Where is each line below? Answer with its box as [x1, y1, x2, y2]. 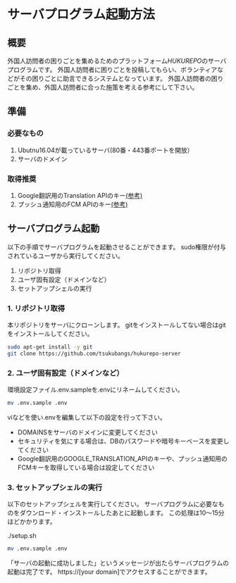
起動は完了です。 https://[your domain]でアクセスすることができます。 [7, 568, 211, 576]
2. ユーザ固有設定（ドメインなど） [7, 368, 125, 377]
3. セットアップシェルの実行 [7, 482, 103, 492]
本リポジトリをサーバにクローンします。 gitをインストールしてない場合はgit [7, 321, 227, 330]
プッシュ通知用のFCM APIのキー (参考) [17, 200, 128, 208]
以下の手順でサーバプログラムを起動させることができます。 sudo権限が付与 [7, 242, 227, 251]
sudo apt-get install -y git [7, 344, 93, 351]
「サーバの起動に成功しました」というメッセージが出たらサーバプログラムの [7, 559, 230, 568]
